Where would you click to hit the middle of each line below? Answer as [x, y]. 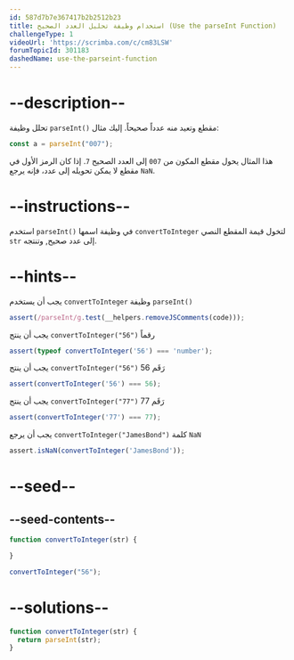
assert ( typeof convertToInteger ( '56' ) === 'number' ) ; [111, 351]
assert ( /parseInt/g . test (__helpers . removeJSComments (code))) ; [127, 317]
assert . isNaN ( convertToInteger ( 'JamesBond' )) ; [97, 451]
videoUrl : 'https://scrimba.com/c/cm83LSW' [91, 42]
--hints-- [43, 276]
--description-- [68, 103]
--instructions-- [70, 207]
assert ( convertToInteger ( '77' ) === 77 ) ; [86, 418]
